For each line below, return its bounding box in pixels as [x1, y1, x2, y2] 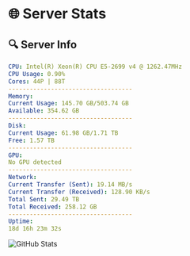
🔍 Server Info [8, 37, 78, 52]
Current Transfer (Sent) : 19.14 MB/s [8, 181, 133, 189]
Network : [8, 174, 37, 181]
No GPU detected [8, 159, 62, 166]
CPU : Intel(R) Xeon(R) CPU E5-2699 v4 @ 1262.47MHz [8, 63, 182, 71]
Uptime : [8, 217, 34, 226]
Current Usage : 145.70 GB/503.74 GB [8, 100, 129, 108]
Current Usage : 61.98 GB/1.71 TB [8, 128, 119, 137]
